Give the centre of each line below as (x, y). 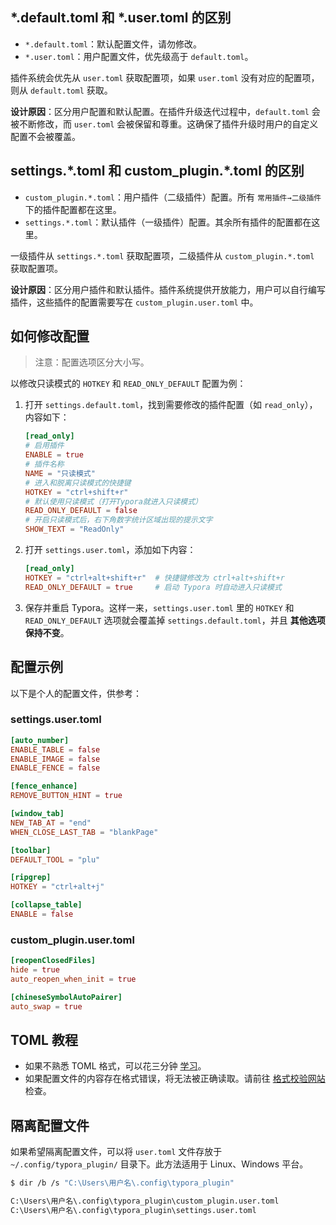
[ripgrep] (31, 878)
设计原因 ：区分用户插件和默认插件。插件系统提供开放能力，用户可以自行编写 (168, 289)
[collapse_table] (46, 905)
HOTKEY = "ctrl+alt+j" (57, 887)
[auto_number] (40, 740)
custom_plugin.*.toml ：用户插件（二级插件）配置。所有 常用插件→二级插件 (173, 197)
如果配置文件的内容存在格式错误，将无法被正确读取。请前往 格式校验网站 (175, 1079)
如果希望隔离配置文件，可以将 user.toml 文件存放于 (116, 1152)
